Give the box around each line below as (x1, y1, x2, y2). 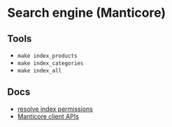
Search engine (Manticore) (7, 5, 166, 21)
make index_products (17, 52, 78, 59)
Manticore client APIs (17, 112, 79, 120)
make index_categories (17, 60, 84, 67)
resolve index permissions (17, 105, 93, 113)
